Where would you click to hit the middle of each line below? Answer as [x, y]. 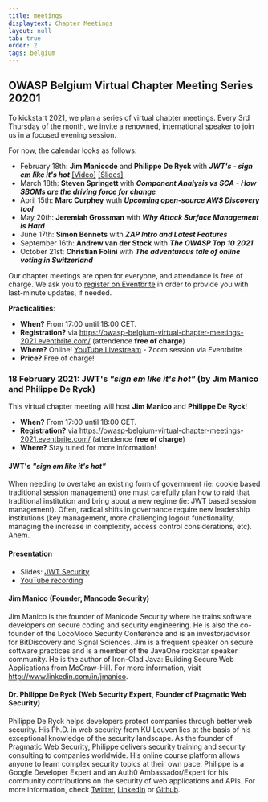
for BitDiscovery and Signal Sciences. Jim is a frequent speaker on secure [131, 642]
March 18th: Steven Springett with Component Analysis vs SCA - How [138, 183]
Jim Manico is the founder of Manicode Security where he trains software [130, 616]
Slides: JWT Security [55, 571]
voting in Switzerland [57, 260]
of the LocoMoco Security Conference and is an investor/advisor [143, 633]
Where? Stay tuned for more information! [88, 448]
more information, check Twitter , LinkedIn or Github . [94, 789]
